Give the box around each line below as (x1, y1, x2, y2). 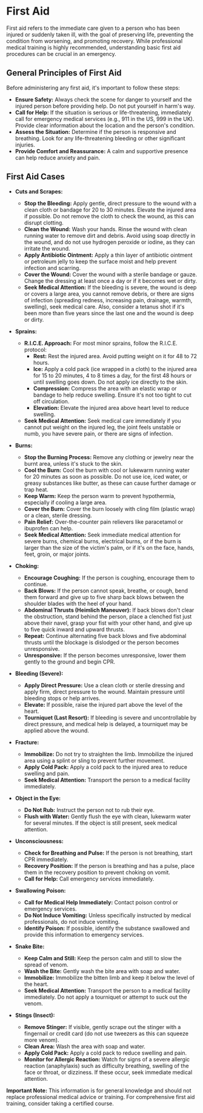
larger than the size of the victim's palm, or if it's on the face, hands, (24, 544, 195, 551)
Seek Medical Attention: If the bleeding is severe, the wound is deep (24, 283, 197, 291)
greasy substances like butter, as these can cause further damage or (24, 479, 196, 487)
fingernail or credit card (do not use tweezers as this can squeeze (24, 1030, 189, 1037)
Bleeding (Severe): (15, 670, 64, 677)
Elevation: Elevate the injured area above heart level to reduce (33, 404, 189, 411)
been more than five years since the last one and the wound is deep (24, 309, 194, 317)
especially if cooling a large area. (24, 499, 107, 506)
